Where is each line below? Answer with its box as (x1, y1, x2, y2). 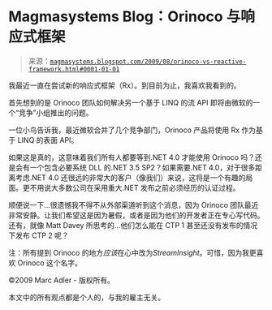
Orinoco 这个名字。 (17, 257, 83, 268)
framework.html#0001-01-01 (28, 65, 120, 73)
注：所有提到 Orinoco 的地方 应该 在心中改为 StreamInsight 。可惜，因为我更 (8, 248, 257, 257)
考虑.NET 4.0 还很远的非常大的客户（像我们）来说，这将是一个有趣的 (15, 172, 246, 183)
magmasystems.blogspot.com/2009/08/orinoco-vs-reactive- (50, 58, 247, 66)
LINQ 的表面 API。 (17, 135, 79, 144)
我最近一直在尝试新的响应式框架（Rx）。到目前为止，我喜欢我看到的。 (8, 80, 241, 90)
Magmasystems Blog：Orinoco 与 (8, 7, 241, 26)
